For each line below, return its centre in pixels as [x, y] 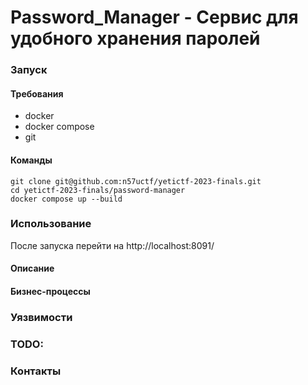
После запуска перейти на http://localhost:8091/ [112, 245]
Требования [37, 93]
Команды [31, 160]
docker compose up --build [66, 199]
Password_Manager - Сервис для [154, 17]
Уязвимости [41, 317]
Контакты [36, 371]
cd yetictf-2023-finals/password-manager [98, 190]
